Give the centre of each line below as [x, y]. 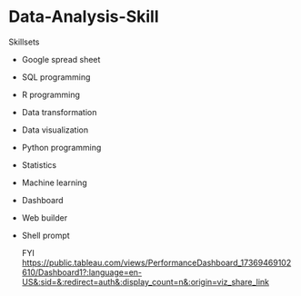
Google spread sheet [61, 59]
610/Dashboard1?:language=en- [82, 272]
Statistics [39, 164]
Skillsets [24, 42]
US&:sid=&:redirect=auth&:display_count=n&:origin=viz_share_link [145, 281]
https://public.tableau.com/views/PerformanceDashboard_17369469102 [156, 262]
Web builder [45, 217]
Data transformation [59, 112]
